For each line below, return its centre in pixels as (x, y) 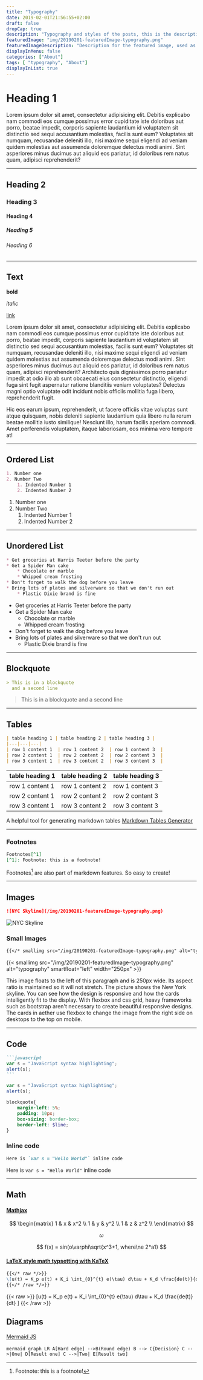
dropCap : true (24, 29)
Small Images (27, 938)
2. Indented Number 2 (44, 491)
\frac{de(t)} (179, 1296)
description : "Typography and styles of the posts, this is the (89, 34)
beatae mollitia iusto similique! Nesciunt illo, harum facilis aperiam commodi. (101, 422)
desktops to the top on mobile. (44, 1019)
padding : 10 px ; (36, 1113)
